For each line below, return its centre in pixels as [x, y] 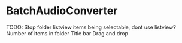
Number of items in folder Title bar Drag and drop [67, 33]
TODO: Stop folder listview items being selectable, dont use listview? [91, 27]
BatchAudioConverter [62, 11]
